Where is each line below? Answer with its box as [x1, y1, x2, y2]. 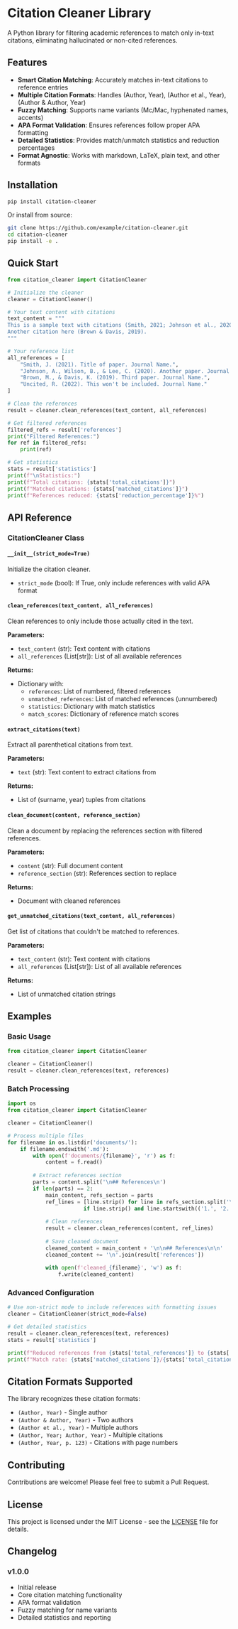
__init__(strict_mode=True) [7, 551, 91, 558]
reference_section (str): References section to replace [17, 869, 177, 877]
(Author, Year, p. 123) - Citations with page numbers [17, 1439, 178, 1447]
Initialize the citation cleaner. [7, 565, 91, 573]
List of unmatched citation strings [17, 990, 116, 998]
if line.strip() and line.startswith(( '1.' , [83, 1205, 217, 1212]
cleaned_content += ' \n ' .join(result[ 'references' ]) [45, 1251, 204, 1258]
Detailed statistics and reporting [17, 1613, 111, 1621]
